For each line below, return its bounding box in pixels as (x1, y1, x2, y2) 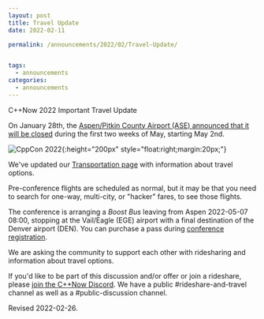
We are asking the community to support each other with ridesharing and (8, 247, 246, 257)
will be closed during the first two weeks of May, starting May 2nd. (8, 129, 225, 138)
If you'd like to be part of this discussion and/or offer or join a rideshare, (8, 271, 242, 280)
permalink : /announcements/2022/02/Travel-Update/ (8, 40, 178, 48)
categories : (8, 77, 47, 84)
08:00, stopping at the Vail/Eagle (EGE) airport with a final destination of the (8, 215, 255, 225)
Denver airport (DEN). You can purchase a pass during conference (8, 223, 225, 233)
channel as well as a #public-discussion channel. (8, 287, 168, 297)
